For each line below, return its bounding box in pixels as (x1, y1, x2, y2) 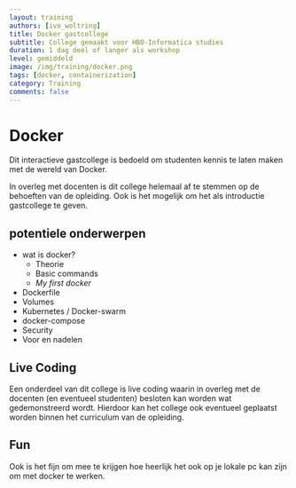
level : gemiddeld (9, 54, 74, 63)
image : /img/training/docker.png (9, 63, 133, 72)
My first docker (35, 278, 91, 288)
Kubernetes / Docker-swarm (21, 306, 127, 317)
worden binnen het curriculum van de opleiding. (9, 412, 184, 422)
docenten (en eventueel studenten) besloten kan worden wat (9, 393, 232, 404)
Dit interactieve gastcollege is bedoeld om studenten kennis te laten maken (9, 154, 284, 165)
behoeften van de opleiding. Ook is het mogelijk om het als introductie (9, 191, 265, 201)
